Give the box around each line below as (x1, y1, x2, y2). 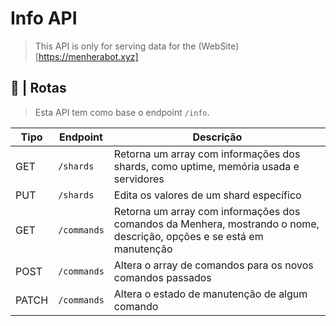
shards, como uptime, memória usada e (113, 159, 300, 173)
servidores (113, 172, 165, 186)
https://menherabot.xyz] (38, 50, 139, 62)
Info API (10, 7, 78, 30)
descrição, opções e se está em (113, 229, 264, 243)
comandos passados (113, 270, 212, 284)
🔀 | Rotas (10, 80, 67, 97)
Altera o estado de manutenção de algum (113, 287, 308, 301)
